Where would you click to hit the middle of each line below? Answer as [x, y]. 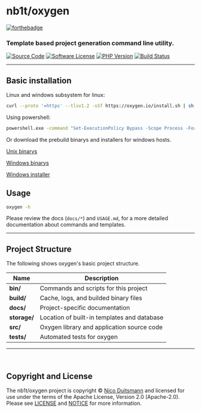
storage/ [22, 318]
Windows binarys [28, 163]
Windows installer [28, 174]
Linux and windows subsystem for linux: [56, 95]
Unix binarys [22, 151]
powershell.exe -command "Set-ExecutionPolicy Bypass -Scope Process [95, 128]
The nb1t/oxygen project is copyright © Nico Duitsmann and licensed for [95, 390]
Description [102, 278]
